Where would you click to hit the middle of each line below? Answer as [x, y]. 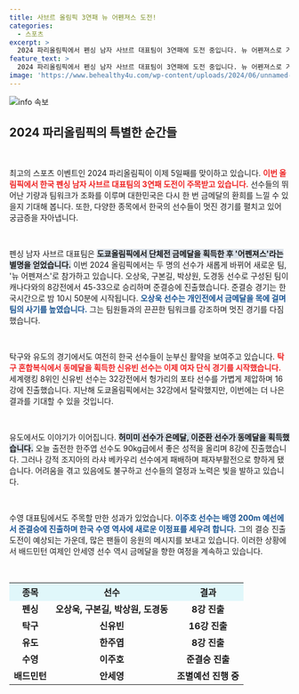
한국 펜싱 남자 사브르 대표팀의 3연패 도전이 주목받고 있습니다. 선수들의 [160, 184]
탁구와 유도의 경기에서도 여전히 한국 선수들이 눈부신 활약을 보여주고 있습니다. [142, 356]
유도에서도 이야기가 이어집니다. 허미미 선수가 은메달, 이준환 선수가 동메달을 [138, 437]
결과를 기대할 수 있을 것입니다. [61, 400]
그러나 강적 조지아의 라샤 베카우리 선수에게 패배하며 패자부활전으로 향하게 [148, 459]
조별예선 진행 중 [208, 675]
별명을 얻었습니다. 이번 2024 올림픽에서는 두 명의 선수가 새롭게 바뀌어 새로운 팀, [148, 264]
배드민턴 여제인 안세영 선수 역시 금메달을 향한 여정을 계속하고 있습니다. [141, 551]
